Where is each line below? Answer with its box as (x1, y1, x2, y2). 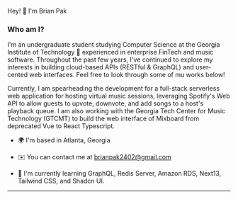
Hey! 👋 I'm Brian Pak (7, 7, 67, 15)
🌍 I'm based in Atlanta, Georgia (17, 136, 111, 144)
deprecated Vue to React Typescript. (7, 122, 115, 130)
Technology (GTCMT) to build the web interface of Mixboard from (7, 114, 200, 123)
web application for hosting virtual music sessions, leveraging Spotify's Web (7, 92, 230, 101)
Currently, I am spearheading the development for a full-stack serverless (7, 84, 220, 93)
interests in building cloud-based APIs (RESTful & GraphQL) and (7, 63, 195, 72)
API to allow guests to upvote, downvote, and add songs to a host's (7, 99, 204, 108)
